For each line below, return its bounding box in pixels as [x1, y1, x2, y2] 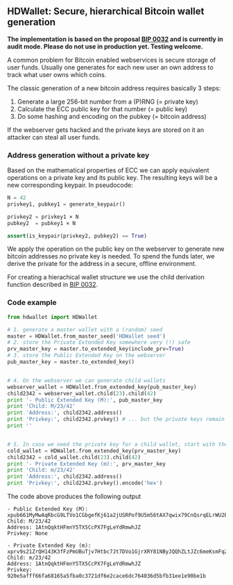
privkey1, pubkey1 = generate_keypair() [7, 201, 126, 208]
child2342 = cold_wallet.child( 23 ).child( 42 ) [7, 454, 141, 461]
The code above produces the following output [7, 493, 141, 501]
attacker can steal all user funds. [7, 133, 101, 141]
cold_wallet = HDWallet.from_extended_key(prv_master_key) [7, 447, 182, 454]
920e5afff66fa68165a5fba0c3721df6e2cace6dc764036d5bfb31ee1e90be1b [7, 572, 207, 579]
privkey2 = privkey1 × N [7, 213, 79, 220]
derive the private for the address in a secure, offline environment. [7, 260, 197, 268]
